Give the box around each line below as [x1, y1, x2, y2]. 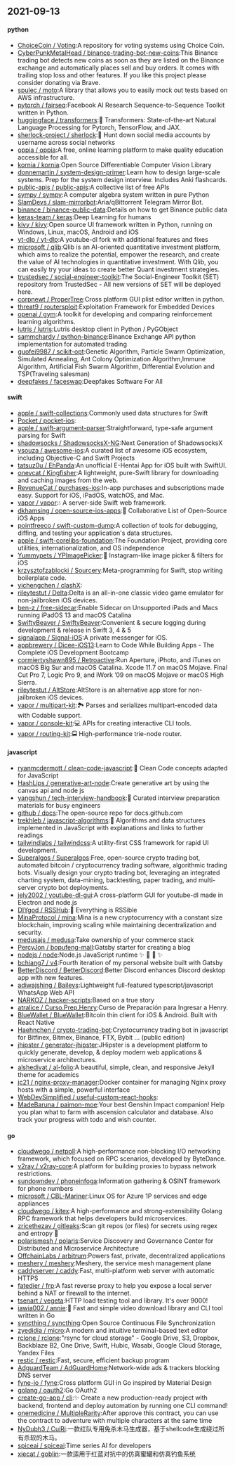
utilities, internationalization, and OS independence [17, 543, 165, 552]
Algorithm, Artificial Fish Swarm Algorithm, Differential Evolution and [17, 362, 215, 370]
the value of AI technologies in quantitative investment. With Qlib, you [17, 257, 219, 266]
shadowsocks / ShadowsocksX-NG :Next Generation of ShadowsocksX [17, 439, 223, 447]
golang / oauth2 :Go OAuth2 [17, 1386, 98, 1395]
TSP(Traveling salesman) [17, 369, 90, 378]
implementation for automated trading [17, 340, 128, 348]
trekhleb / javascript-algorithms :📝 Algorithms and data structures [17, 816, 206, 825]
